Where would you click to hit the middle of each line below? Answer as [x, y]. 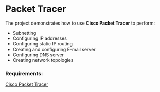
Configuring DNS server [38, 55]
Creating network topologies [43, 60]
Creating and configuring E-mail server [54, 49]
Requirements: [24, 73]
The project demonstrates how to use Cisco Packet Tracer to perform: [80, 23]
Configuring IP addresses [40, 38]
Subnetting [24, 33]
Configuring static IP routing [43, 43]
